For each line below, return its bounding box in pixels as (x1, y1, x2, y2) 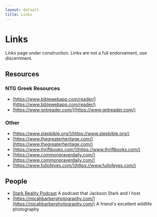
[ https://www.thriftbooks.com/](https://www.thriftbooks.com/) (12, 146, 141, 152)
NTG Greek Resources (5, 84, 60, 91)
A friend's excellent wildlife (96, 201, 152, 207)
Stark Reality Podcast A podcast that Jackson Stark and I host (12, 190, 140, 196)
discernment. (5, 55, 32, 61)
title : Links (5, 12, 32, 17)
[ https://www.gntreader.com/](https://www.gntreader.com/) (12, 107, 136, 113)
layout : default (5, 7, 39, 12)
